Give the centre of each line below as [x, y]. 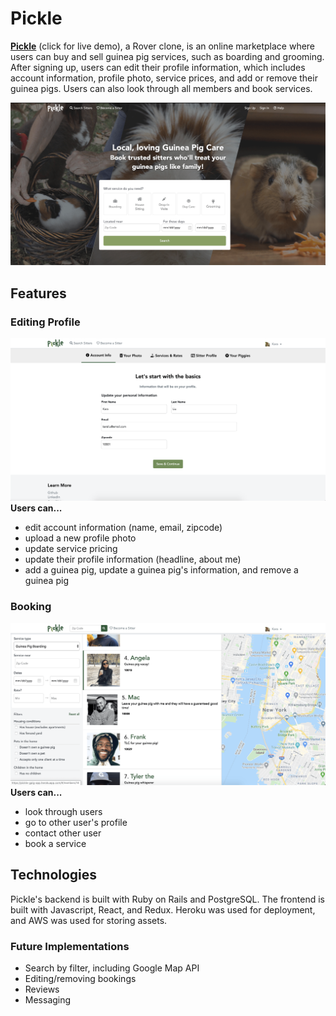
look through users [63, 812]
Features [38, 293]
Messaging [48, 1000]
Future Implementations [70, 946]
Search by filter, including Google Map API [112, 968]
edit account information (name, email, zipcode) [123, 528]
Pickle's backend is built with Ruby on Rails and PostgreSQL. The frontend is [167, 899]
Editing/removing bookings [80, 979]
